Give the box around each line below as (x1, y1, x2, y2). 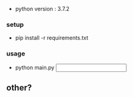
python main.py (15, 63, 55, 71)
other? (6, 82, 32, 93)
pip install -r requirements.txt (15, 34, 88, 41)
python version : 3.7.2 (15, 5, 70, 12)
